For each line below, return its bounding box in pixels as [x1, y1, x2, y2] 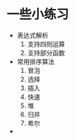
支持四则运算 [27, 39, 65, 48]
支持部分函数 [27, 49, 65, 57]
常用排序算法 [16, 57, 54, 65]
